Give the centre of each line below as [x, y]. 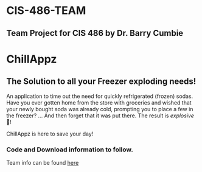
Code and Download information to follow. [70, 150]
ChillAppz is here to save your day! [50, 134]
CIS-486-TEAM [46, 11]
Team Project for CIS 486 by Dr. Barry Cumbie [95, 33]
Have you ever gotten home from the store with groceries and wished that [99, 102]
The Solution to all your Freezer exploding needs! [101, 82]
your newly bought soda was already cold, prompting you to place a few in [100, 109]
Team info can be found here [43, 162]
